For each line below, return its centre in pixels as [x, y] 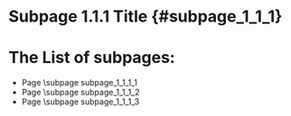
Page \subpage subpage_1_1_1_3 [80, 102]
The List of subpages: [92, 58]
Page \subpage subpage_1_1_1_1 [79, 83]
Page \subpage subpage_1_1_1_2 [81, 93]
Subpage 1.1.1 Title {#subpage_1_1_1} [145, 17]
